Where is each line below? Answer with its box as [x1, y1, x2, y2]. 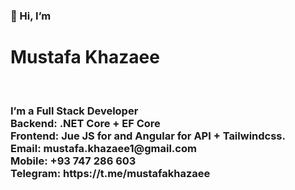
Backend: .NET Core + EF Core [10, 116, 161, 130]
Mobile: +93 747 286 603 [10, 154, 137, 168]
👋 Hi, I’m [10, 9, 52, 23]
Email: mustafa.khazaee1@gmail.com [10, 141, 197, 155]
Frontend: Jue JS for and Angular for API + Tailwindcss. [10, 129, 286, 143]
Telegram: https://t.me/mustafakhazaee [10, 166, 211, 180]
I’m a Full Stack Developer [10, 104, 139, 118]
